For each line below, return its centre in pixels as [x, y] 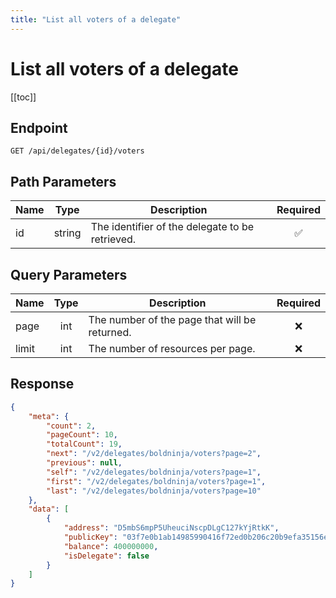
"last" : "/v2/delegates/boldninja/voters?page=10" [154, 491]
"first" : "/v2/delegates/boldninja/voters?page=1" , [156, 481]
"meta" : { [49, 416]
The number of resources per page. [172, 348]
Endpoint [39, 127]
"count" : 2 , [71, 426]
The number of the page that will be [172, 319]
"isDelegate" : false [106, 556]
